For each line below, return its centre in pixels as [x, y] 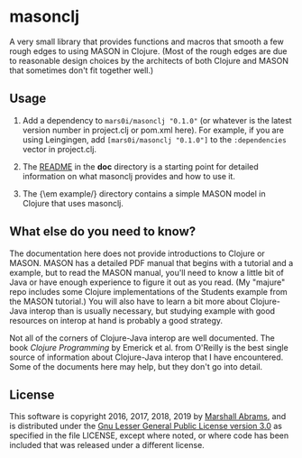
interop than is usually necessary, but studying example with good [152, 311]
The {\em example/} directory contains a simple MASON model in [144, 193]
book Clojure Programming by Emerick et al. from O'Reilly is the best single [149, 347]
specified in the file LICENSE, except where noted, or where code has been [149, 435]
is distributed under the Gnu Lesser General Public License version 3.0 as [146, 426]
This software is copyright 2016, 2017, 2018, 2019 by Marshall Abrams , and [148, 417]
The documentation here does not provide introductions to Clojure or [137, 253]
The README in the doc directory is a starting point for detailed [140, 166]
